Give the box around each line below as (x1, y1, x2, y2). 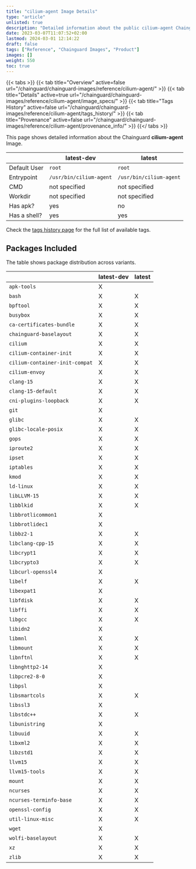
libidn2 (9, 626, 30, 633)
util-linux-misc (9, 816, 54, 823)
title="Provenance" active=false (6, 116, 83, 123)
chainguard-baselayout (9, 331, 72, 338)
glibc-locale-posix (9, 426, 63, 433)
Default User (9, 164, 44, 172)
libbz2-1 (9, 531, 33, 537)
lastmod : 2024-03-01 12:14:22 (6, 36, 80, 42)
